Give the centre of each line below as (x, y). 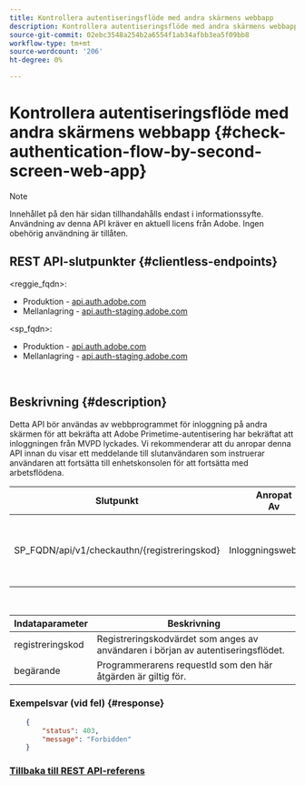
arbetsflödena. (37, 472)
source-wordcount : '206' (56, 52)
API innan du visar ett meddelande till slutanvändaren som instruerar (137, 453)
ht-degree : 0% (36, 60)
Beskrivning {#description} (89, 403)
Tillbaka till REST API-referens (77, 771)
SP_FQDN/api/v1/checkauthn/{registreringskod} (117, 549)
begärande (37, 670)
